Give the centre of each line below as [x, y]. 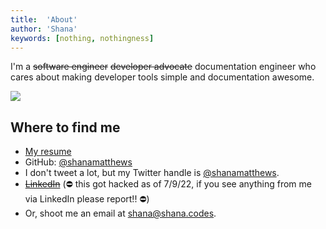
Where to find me [65, 127]
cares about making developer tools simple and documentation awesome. [162, 77]
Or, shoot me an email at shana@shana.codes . [120, 213]
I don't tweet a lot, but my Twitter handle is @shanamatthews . [152, 173]
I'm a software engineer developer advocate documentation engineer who [163, 67]
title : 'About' [44, 19]
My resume [48, 152]
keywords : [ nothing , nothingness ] [82, 38]
